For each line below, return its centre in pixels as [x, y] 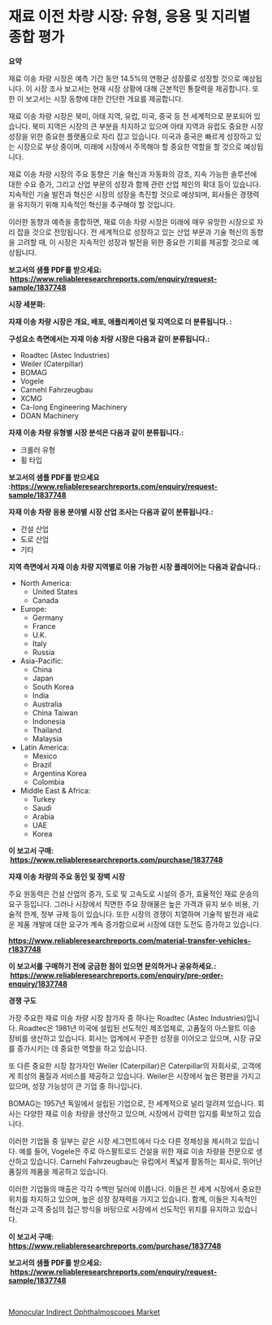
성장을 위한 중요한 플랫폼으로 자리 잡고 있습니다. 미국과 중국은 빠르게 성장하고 [131, 136]
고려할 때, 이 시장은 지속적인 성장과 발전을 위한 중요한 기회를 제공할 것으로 [134, 242]
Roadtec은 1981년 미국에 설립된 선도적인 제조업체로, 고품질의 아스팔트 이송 [138, 1028]
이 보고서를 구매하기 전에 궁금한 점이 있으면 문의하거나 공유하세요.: [112, 966]
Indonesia [49, 721]
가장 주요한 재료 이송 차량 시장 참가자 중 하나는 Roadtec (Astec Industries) [127, 1017]
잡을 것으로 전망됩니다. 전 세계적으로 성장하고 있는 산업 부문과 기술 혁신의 [133, 232]
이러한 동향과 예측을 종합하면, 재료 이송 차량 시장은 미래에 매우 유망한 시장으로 [132, 221]
